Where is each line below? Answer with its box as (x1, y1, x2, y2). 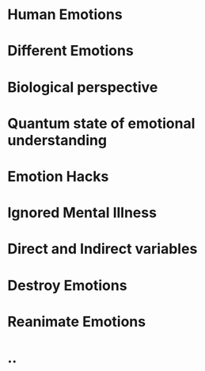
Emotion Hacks (7, 167, 109, 185)
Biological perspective (7, 78, 158, 96)
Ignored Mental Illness (7, 204, 158, 222)
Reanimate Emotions (7, 312, 146, 331)
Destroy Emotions (7, 276, 127, 294)
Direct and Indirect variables (7, 240, 198, 258)
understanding (7, 131, 108, 149)
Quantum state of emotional (7, 114, 196, 132)
